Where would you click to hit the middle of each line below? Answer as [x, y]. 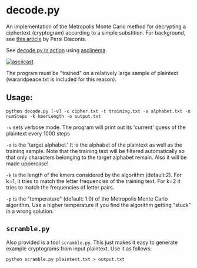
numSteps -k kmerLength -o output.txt [54, 116]
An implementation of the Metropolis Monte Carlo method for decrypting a [96, 26]
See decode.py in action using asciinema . [56, 50]
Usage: [20, 98]
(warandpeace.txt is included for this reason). [61, 79]
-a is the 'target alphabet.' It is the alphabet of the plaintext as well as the [94, 145]
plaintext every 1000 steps [38, 133]
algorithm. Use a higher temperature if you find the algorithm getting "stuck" [98, 205]
